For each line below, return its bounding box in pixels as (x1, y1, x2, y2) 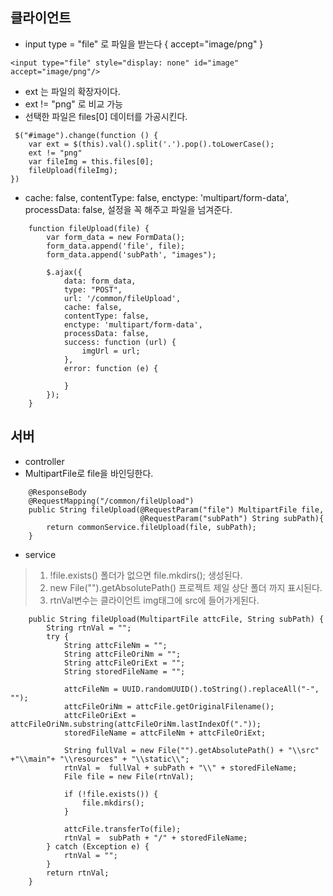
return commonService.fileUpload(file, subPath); (46, 522, 257, 532)
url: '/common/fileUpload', (63, 293, 182, 303)
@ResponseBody (28, 487, 87, 497)
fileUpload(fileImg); (28, 165, 118, 175)
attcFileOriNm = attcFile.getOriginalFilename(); (63, 701, 275, 712)
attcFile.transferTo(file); (63, 824, 182, 834)
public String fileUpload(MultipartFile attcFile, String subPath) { (28, 614, 325, 624)
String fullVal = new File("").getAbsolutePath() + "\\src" (63, 745, 320, 755)
